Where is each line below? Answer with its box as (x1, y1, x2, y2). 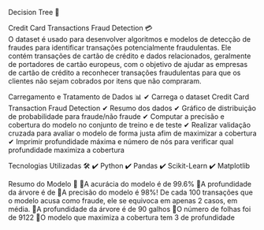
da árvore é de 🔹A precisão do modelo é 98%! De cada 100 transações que (8, 187, 254, 197)
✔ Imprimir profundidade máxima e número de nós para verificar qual (8, 137, 234, 146)
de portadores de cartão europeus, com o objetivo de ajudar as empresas (8, 60, 248, 69)
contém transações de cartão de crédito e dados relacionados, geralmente (8, 51, 251, 61)
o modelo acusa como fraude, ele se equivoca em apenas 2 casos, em (8, 196, 238, 205)
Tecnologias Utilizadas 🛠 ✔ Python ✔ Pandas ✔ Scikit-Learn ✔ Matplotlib (8, 161, 251, 170)
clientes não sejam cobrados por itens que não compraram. (8, 76, 202, 86)
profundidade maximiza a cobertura (8, 146, 125, 154)
